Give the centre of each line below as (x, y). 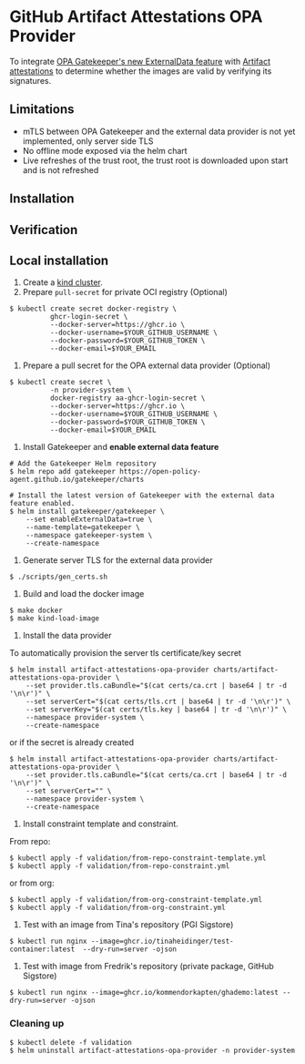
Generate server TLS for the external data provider (117, 560)
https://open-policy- (161, 472)
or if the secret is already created (72, 742)
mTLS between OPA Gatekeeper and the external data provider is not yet (159, 131)
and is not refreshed (61, 169)
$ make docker (36, 611)
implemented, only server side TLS (88, 141)
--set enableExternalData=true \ (89, 520)
